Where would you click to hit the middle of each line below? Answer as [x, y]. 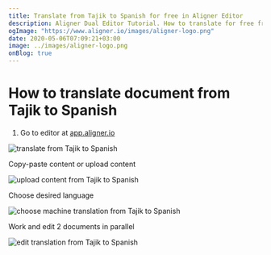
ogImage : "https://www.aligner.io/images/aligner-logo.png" [112, 31]
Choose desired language [51, 195]
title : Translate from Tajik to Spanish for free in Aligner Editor [126, 16]
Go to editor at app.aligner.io [67, 132]
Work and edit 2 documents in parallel [71, 226]
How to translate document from [119, 93]
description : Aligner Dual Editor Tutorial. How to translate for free [131, 23]
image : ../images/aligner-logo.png [68, 46]
